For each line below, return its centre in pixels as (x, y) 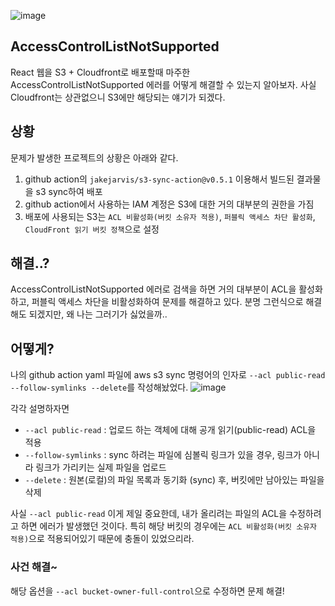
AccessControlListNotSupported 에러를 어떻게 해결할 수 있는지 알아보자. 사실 (163, 84)
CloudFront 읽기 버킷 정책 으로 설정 (92, 229)
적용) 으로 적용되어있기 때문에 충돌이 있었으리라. (102, 539)
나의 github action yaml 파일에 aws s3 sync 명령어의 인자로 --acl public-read (168, 375)
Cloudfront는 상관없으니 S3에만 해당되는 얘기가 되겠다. (118, 97)
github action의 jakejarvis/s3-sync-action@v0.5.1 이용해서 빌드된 (159, 179)
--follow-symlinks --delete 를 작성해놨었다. (99, 387)
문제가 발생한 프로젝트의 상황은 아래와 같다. (94, 157)
